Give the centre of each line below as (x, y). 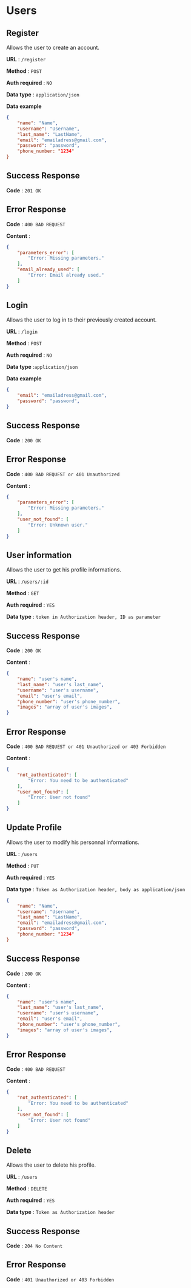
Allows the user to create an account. (53, 47)
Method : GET (23, 593)
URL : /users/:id (27, 582)
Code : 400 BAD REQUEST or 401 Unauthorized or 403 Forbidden (86, 746)
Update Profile (34, 828)
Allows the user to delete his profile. (51, 1165)
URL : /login (22, 332)
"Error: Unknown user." (58, 525)
